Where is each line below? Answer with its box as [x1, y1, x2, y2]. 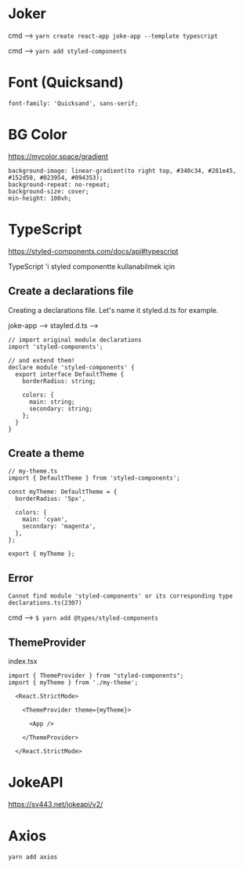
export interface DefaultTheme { [15, 370, 125, 378]
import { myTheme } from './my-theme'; [8, 679, 139, 687]
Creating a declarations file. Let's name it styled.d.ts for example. [8, 305, 219, 315]
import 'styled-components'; [8, 343, 103, 351]
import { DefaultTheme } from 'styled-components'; [8, 474, 180, 482]
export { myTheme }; [8, 550, 76, 558]
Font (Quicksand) [8, 74, 124, 91]
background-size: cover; [8, 187, 89, 195]
